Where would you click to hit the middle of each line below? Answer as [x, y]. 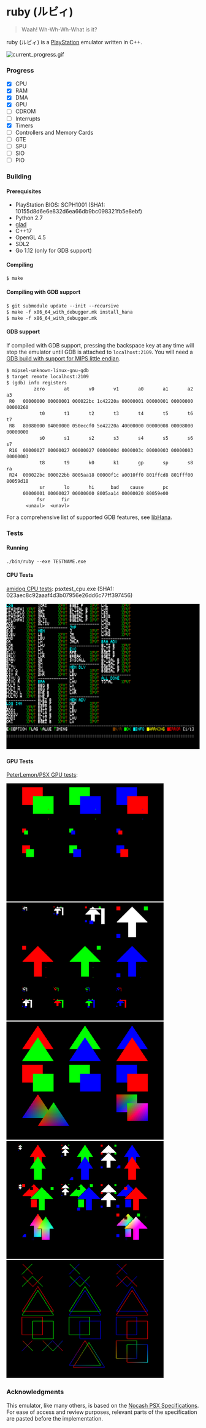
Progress [20, 70]
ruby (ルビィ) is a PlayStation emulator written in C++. [74, 42]
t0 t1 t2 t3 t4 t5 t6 [116, 413]
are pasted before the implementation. [55, 1418]
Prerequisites [24, 191]
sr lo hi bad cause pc [104, 487]
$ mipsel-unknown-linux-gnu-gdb [48, 370]
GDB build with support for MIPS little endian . [63, 358]
